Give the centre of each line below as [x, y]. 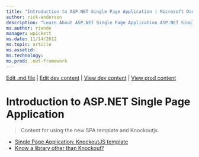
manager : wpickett [29, 34]
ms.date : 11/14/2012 [32, 39]
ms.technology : [25, 55]
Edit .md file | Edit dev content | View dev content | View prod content [91, 78]
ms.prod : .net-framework [37, 61]
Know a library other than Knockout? [59, 148]
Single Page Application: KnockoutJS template [71, 142]
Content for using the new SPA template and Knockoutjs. [90, 130]
